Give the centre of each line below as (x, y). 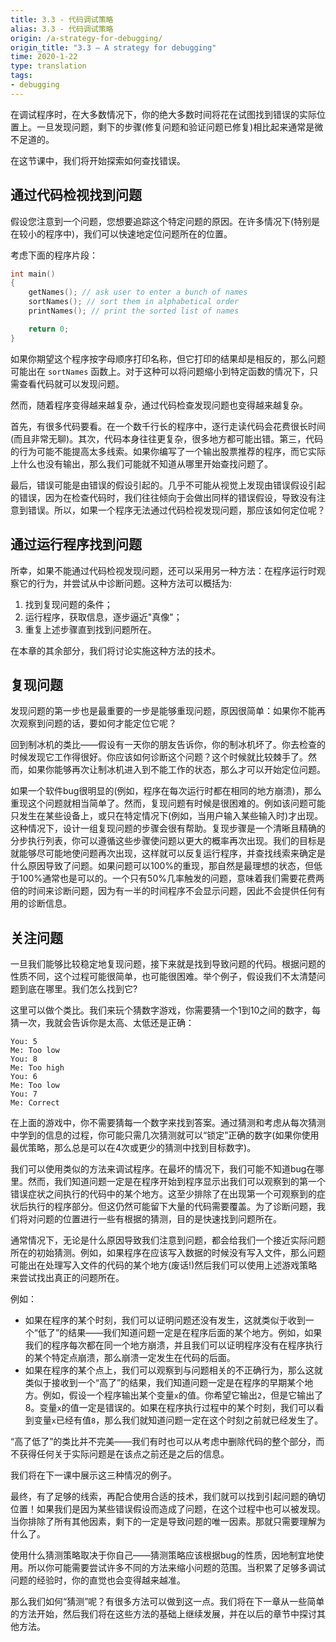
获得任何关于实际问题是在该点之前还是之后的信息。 (124, 1454)
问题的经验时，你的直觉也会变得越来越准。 (98, 1580)
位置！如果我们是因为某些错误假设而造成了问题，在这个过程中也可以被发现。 (168, 1509)
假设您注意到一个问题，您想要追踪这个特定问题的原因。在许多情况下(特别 (161, 221)
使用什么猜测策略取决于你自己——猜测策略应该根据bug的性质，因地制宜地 (163, 1555)
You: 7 (24, 1094)
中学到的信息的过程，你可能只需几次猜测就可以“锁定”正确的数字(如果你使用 (165, 1135)
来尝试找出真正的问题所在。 (67, 1278)
